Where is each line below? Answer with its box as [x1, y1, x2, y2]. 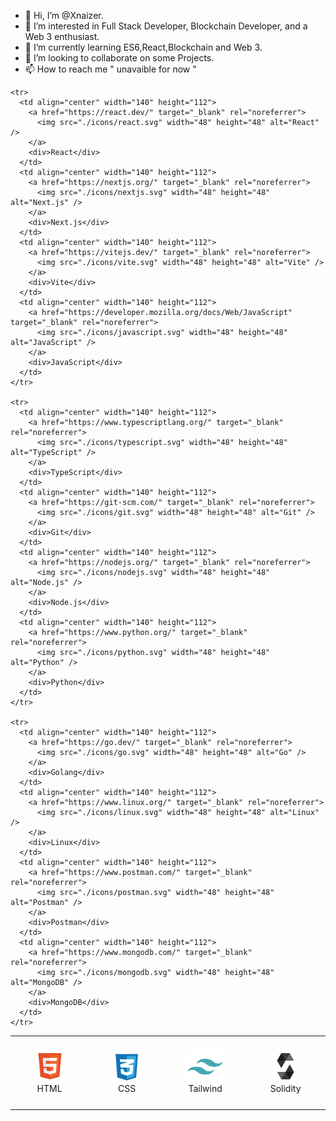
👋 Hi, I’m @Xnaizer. [24, 10, 104, 21]
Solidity [269, 1082, 302, 1094]
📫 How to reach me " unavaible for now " [24, 63, 197, 75]
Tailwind [188, 1082, 223, 1094]
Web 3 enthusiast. [24, 31, 100, 42]
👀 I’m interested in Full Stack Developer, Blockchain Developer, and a [24, 20, 308, 32]
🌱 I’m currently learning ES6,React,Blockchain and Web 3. [24, 41, 263, 53]
